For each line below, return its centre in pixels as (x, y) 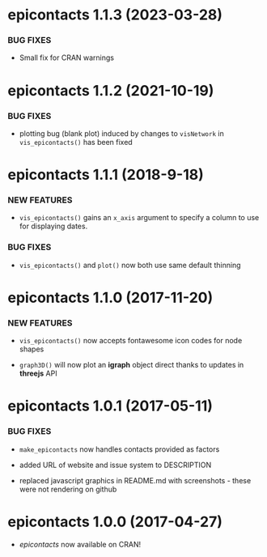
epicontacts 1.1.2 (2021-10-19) (111, 90)
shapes (32, 349)
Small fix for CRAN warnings (67, 57)
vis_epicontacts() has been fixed (76, 142)
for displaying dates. (53, 226)
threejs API (38, 373)
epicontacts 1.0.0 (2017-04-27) (115, 522)
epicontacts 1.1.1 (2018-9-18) (106, 175)
